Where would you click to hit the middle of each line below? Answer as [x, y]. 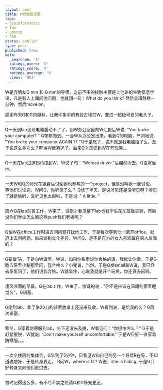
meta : [10, 55]
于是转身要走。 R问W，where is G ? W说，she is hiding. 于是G [88, 361]
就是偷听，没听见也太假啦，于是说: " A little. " [55, 196]
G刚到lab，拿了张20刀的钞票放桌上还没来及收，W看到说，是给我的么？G [78, 307]
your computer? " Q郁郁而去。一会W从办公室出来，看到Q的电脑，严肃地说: [80, 136]
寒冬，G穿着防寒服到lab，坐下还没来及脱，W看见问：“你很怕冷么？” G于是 [80, 328]
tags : [10, 19]
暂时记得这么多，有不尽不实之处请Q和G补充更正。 [55, 382]
